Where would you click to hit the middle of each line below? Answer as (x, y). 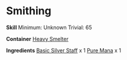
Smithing (29, 11)
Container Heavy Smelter (38, 39)
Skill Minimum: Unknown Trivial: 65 (49, 27)
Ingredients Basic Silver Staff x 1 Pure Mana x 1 (63, 50)
